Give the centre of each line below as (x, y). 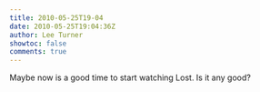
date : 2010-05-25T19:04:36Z (63, 26)
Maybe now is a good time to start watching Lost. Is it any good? (130, 77)
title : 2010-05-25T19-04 (56, 18)
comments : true (38, 52)
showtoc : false (38, 43)
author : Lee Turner (46, 35)
